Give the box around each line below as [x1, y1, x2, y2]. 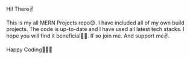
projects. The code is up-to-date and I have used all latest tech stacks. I [6, 26, 185, 32]
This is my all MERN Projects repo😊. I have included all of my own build [6, 19, 185, 26]
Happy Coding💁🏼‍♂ [6, 46, 52, 53]
